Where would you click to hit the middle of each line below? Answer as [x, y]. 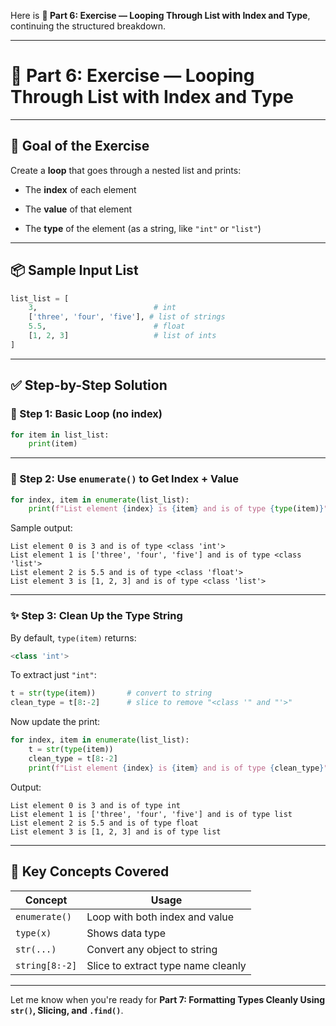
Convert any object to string [152, 949]
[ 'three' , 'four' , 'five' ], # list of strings [127, 317]
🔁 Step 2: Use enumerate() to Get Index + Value [125, 479]
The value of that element [78, 209]
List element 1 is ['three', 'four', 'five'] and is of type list [151, 814]
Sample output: [41, 528]
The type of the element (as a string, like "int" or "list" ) [143, 228]
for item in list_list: [60, 435]
